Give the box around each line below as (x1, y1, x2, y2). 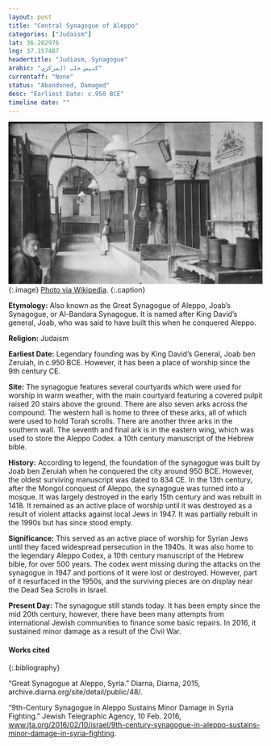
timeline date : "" (8, 98, 70, 107)
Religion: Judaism (8, 334, 69, 343)
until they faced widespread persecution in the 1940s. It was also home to (8, 542, 254, 552)
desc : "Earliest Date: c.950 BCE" (8, 90, 125, 98)
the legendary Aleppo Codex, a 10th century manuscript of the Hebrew (8, 550, 244, 561)
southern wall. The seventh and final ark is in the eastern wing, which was (8, 425, 254, 435)
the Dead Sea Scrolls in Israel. (8, 585, 108, 595)
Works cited (8, 645, 50, 655)
